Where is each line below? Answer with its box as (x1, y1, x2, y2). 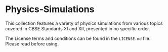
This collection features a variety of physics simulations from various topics (5, 20, 163, 26)
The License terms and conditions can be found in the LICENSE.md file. (5, 35, 151, 41)
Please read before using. (5, 40, 59, 46)
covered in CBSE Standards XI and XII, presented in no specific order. (5, 25, 150, 31)
